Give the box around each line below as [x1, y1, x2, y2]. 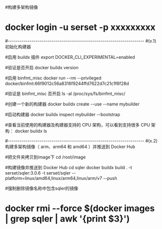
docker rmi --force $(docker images [5, 203, 155, 214]
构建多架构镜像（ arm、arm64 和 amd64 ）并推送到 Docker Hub [5, 144, 135, 150]
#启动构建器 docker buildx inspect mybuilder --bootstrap [5, 111, 120, 117]
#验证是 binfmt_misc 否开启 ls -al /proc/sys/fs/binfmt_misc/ [5, 90, 126, 97]
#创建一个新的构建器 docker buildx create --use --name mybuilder [5, 101, 140, 107]
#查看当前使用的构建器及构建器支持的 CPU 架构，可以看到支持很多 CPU [5, 122, 150, 127]
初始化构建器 [5, 44, 31, 50]
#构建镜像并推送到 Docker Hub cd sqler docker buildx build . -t [5, 164, 133, 170]
